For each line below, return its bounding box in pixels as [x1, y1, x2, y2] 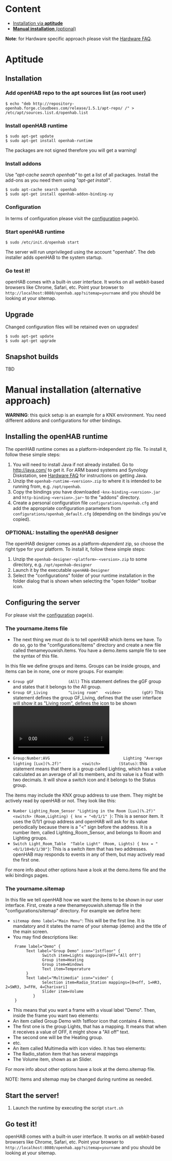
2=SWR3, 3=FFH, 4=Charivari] [5, 984, 68, 990]
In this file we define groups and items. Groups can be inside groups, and [5, 663, 161, 669]
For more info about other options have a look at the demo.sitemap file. [5, 1066, 156, 1072]
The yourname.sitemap [5, 885, 65, 892]
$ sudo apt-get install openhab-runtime [5, 138, 93, 144]
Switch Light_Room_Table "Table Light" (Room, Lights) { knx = [12, 841, 154, 847]
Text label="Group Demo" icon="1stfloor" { [26, 948, 121, 954]
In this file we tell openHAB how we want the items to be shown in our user [5, 896, 164, 903]
